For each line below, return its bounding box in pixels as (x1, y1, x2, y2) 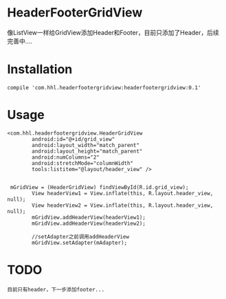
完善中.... (7, 36, 33, 45)
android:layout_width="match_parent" (32, 142, 139, 148)
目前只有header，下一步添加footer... (7, 286, 105, 293)
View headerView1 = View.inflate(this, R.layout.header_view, (32, 190, 214, 197)
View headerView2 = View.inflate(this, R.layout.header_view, (32, 201, 214, 209)
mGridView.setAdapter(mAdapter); (32, 239, 128, 246)
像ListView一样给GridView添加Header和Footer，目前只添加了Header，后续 (7, 28, 220, 36)
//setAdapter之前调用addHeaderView (32, 233, 129, 240)
